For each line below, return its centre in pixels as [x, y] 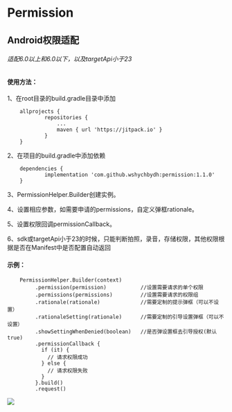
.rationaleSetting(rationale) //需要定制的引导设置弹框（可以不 [130, 317]
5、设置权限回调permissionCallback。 [62, 224]
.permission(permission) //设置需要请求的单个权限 [119, 287]
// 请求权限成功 [68, 357]
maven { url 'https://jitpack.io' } [109, 130]
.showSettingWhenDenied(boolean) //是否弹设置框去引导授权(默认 [126, 332]
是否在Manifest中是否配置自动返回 [62, 248]
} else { [54, 363]
